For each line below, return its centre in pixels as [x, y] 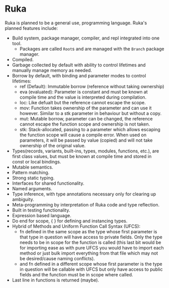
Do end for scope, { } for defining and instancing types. [70, 221]
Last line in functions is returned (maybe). [55, 280]
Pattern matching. [31, 172]
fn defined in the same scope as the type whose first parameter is [88, 231]
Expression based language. [42, 215]
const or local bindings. [36, 161]
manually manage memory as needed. [52, 70]
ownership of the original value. [53, 145]
